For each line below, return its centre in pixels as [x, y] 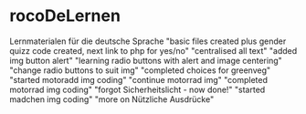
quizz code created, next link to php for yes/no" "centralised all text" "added [153, 50]
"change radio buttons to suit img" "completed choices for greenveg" [140, 70]
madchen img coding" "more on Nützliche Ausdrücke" [112, 99]
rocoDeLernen [65, 16]
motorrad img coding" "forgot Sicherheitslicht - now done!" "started [137, 89]
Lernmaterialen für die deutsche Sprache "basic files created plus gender [148, 41]
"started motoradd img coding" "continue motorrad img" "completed [138, 79]
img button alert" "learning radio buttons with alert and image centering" [146, 60]
